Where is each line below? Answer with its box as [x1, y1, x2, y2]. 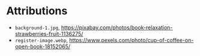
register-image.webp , [14, 36, 68, 43]
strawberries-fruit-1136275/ [14, 30, 83, 37]
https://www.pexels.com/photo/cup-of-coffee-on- [68, 36, 194, 43]
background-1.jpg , [14, 24, 60, 31]
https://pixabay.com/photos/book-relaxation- [61, 24, 173, 31]
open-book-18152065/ [14, 43, 71, 50]
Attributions [6, 4, 68, 18]
